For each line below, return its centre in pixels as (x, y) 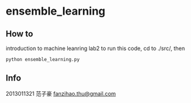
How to (20, 34)
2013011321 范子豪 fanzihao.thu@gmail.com (61, 93)
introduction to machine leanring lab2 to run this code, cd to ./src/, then (95, 48)
